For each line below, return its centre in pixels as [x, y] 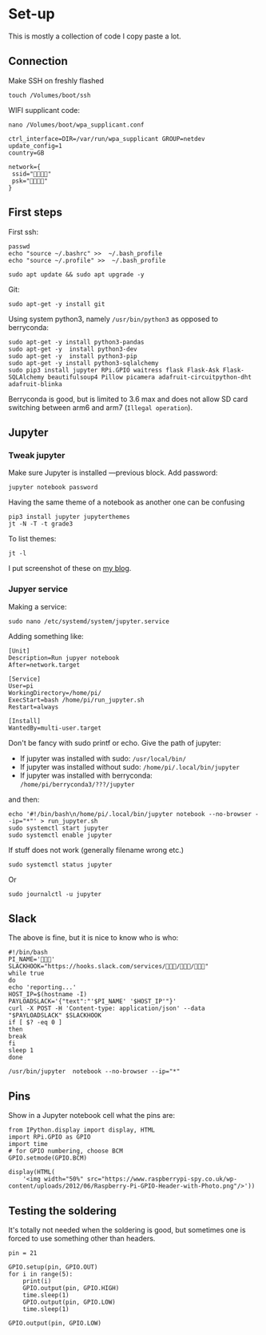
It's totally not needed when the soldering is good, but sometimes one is [127, 1229]
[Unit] [19, 651]
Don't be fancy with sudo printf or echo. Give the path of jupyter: [115, 742]
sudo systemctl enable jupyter [60, 835]
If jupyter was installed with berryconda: [86, 775]
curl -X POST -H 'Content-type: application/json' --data [107, 1009]
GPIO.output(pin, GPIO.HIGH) [71, 1288]
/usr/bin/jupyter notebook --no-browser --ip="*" [94, 1072]
